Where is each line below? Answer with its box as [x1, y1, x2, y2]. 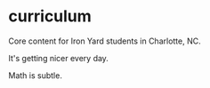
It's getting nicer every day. [8, 52, 109, 63]
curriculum [8, 6, 93, 27]
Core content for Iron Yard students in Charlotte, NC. [8, 36, 201, 46]
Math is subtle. [8, 69, 63, 81]
